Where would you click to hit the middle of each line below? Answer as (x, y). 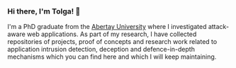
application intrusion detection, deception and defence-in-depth (101, 50)
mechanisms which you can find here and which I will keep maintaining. (112, 57)
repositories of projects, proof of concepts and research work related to (112, 42)
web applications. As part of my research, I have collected (112, 34)
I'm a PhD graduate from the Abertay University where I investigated (107, 27)
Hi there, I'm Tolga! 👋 (44, 11)
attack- (218, 27)
